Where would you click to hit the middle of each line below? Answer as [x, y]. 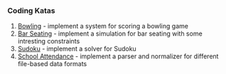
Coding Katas [31, 11]
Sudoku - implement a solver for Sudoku [77, 49]
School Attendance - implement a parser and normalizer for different [118, 56]
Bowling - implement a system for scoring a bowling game [103, 26]
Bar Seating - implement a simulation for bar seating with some [110, 33]
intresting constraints [49, 41]
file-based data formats [52, 64]
